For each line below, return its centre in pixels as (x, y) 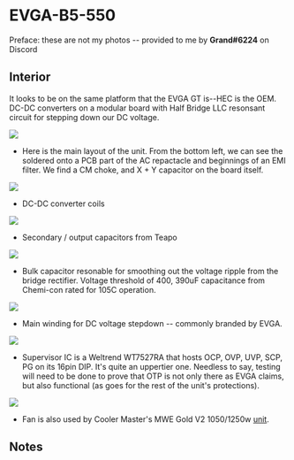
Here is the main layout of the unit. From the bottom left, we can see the (152, 150)
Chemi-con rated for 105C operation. (89, 289)
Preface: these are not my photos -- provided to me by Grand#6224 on (139, 40)
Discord (23, 49)
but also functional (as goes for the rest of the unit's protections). (141, 385)
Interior (30, 77)
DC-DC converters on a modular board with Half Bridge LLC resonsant (137, 108)
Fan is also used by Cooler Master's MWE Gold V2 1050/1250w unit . (145, 419)
